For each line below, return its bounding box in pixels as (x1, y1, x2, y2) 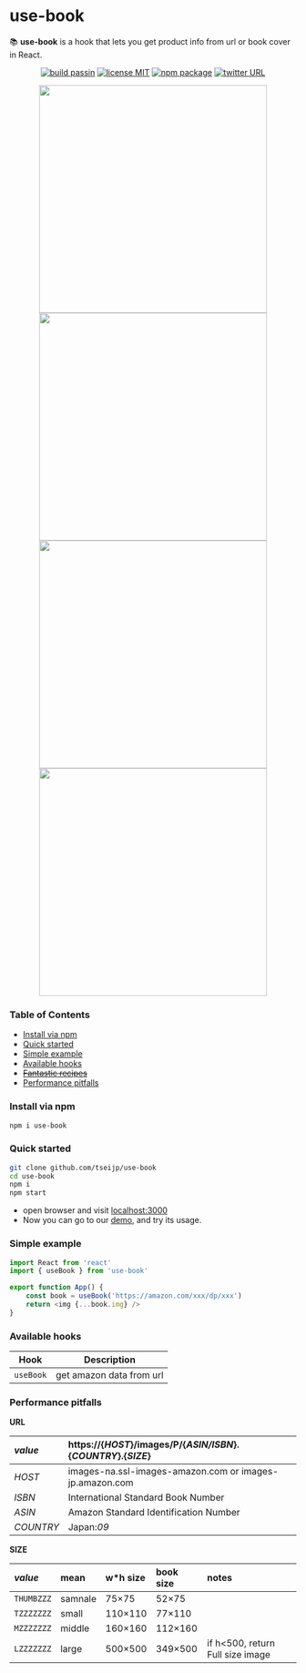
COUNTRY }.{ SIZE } (71, 1450, 152, 1463)
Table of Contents (9, 1008, 91, 1021)
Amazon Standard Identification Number (67, 1506, 240, 1519)
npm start (9, 1188, 47, 1198)
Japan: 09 (67, 1521, 109, 1534)
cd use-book (9, 1171, 55, 1180)
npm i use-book (9, 1121, 67, 1130)
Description (83, 1353, 137, 1366)
